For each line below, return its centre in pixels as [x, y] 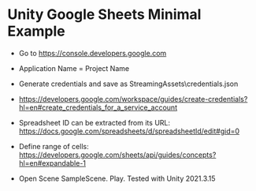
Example [36, 31]
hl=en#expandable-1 [52, 163]
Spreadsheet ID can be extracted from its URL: [95, 122]
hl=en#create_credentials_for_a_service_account [98, 107]
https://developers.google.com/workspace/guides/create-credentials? [133, 99]
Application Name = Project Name [74, 68]
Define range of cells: [54, 146]
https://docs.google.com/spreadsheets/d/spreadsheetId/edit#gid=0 [129, 131]
